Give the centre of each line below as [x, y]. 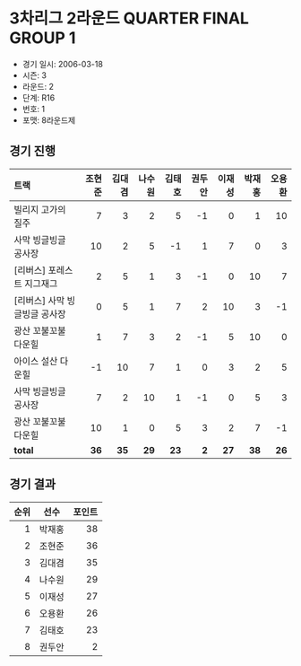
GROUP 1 [43, 38]
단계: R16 [39, 97]
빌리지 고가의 [40, 209]
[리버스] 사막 [39, 300]
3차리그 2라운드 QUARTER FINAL [129, 18]
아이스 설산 [36, 361]
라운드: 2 [38, 86]
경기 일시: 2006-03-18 [62, 64]
